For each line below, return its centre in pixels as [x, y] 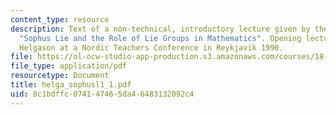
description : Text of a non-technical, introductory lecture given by [160, 29]
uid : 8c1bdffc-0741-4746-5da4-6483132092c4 [102, 94]
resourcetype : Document [60, 76]
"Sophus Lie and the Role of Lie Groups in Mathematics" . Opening [160, 38]
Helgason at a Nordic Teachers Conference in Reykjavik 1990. [151, 47]
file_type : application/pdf [69, 66]
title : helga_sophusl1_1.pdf [71, 85]
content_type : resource [60, 19]
